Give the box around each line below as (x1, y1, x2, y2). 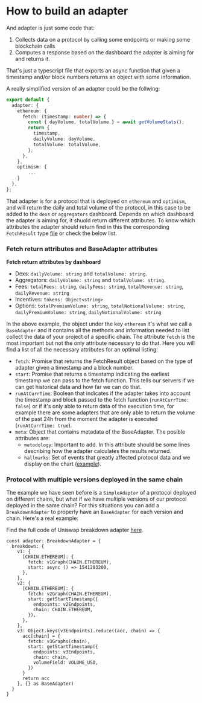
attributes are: (14, 435, 50, 442)
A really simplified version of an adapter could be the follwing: (6, 85, 160, 92)
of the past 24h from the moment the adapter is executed (14, 416, 158, 423)
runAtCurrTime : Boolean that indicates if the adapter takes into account (14, 390, 191, 397)
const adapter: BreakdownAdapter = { (6, 538, 101, 544)
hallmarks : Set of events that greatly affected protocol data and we (24, 454, 191, 461)
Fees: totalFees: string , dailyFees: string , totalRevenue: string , (14, 283, 184, 291)
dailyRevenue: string (14, 291, 69, 297)
